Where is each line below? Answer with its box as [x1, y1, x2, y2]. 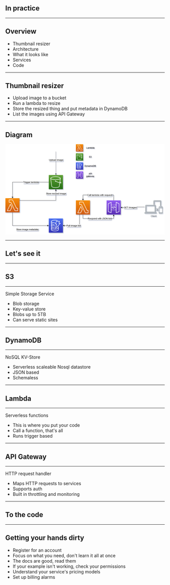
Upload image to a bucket [12, 95, 67, 101]
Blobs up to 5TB [12, 311, 47, 317]
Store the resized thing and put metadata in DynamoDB [12, 106, 128, 112]
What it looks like [12, 51, 49, 57]
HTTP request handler [5, 471, 52, 477]
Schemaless [12, 375, 38, 381]
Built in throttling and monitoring [12, 491, 80, 497]
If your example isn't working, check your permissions [12, 563, 126, 569]
